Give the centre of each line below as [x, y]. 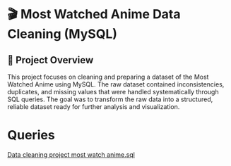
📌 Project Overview [51, 60]
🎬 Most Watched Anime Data [94, 14]
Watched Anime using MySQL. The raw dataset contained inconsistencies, [116, 84]
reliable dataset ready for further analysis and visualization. [94, 107]
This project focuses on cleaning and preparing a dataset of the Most [108, 77]
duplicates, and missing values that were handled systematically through [113, 92]
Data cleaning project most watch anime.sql [71, 154]
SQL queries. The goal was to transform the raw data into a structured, [110, 99]
